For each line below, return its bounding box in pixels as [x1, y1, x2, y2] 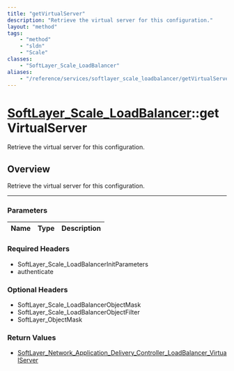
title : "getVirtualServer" [7, 10, 86, 17]
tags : [7, 29, 23, 37]
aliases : [7, 68, 33, 75]
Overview [7, 163, 51, 175]
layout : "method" [7, 23, 58, 30]
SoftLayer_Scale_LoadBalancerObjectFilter [17, 308, 141, 317]
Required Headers [7, 244, 70, 254]
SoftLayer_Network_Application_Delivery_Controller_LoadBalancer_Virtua [17, 349, 227, 357]
